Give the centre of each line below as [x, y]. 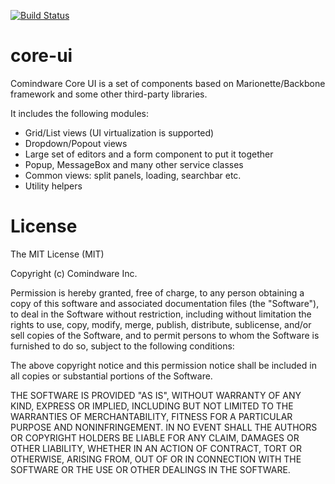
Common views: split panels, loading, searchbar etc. [133, 175]
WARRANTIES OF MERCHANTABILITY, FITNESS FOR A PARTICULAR [151, 416]
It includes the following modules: [80, 113]
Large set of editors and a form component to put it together [149, 154]
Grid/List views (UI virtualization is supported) [119, 132]
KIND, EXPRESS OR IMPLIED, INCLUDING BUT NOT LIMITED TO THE [152, 406]
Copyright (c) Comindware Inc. [74, 273]
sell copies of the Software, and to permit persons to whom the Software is [165, 335]
